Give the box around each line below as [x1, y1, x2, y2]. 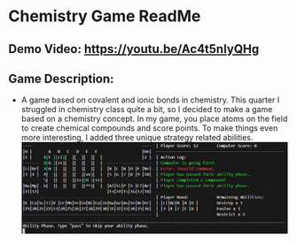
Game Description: [8, 71, 114, 86]
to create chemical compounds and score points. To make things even [20, 123, 278, 133]
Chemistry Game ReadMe [8, 6, 201, 27]
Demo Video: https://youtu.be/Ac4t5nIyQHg [8, 42, 260, 57]
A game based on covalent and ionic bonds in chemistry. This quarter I [20, 95, 280, 105]
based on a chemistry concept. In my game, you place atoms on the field [20, 113, 288, 125]
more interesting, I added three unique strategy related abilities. [20, 133, 254, 143]
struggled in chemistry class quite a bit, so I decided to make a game [20, 104, 273, 115]
